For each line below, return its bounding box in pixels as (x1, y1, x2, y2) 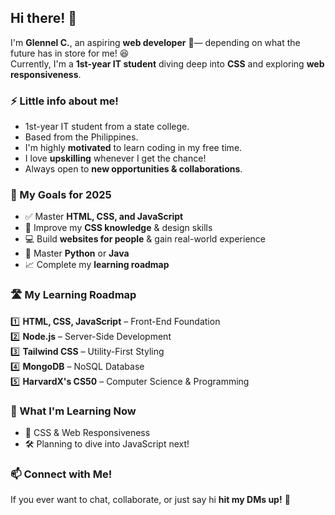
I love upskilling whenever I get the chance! (24, 152, 207, 165)
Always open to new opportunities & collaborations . (24, 163, 243, 175)
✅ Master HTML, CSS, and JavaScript (24, 211, 184, 223)
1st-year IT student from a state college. (24, 121, 190, 133)
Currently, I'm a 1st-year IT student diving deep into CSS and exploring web (10, 57, 325, 70)
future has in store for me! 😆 (10, 47, 130, 59)
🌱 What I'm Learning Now (10, 404, 137, 418)
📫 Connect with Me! (10, 467, 113, 481)
